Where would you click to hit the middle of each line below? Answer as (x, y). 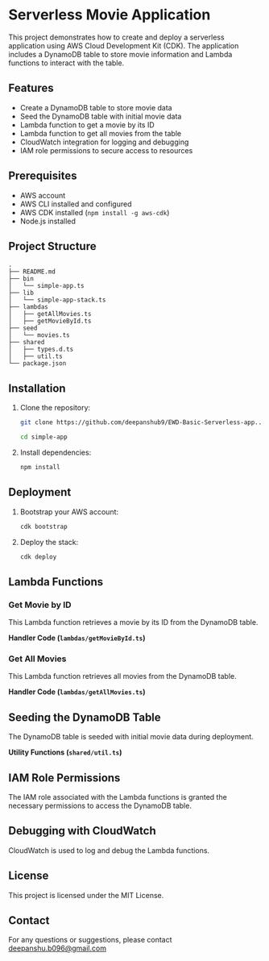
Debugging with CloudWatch (82, 831)
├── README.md (32, 272)
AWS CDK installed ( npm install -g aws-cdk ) (95, 212)
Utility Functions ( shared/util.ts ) (65, 752)
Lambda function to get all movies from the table (101, 133)
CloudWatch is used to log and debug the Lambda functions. (109, 850)
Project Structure (52, 246)
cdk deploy (38, 557)
